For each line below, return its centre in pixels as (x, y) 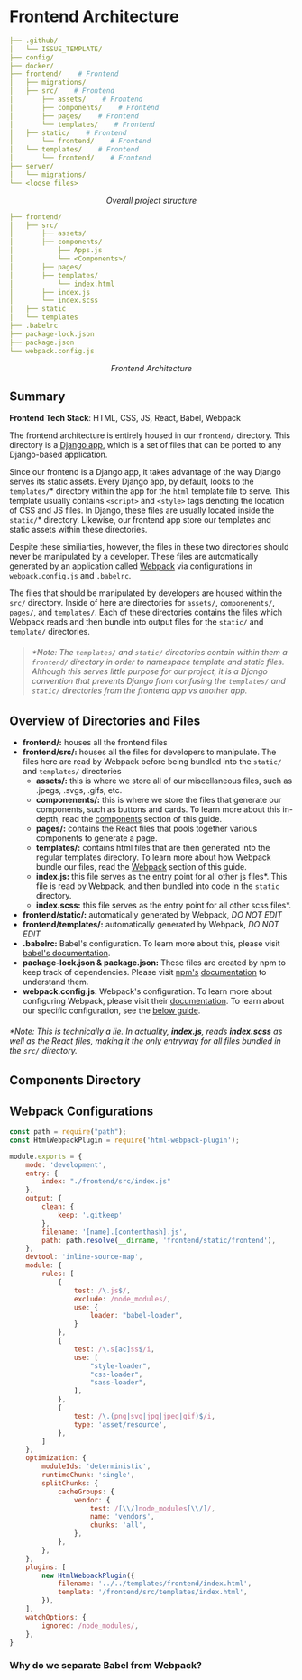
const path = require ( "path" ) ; (68, 1132)
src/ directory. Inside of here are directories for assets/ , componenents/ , (142, 603)
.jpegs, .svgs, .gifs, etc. (79, 790)
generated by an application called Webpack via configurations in (131, 566)
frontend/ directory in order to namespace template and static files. (158, 662)
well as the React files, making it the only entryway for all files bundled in (145, 1041)
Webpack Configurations (82, 1111)
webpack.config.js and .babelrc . (70, 576)
